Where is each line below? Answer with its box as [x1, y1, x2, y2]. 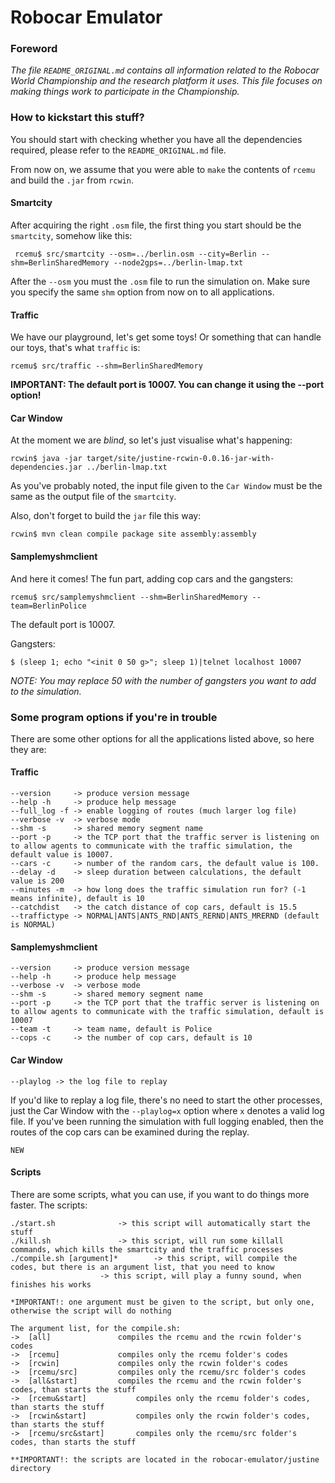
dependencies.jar [10, 462, 83, 473]
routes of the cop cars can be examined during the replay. [10, 1126, 250, 1138]
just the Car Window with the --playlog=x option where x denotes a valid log [10, 1104, 325, 1116]
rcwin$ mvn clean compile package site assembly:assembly [10, 529, 257, 540]
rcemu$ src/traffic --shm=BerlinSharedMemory [10, 361, 203, 371]
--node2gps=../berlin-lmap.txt [113, 257, 244, 268]
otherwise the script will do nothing [10, 1306, 172, 1316]
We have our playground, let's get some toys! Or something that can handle [10, 331, 322, 343]
